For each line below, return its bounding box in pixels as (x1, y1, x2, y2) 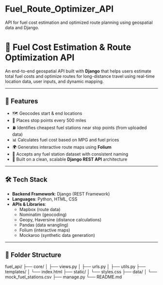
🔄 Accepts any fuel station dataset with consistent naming (12, 151, 129, 157)
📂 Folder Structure (5, 250, 62, 259)
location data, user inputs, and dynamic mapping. (5, 78, 104, 84)
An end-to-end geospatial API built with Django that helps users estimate (5, 68, 151, 74)
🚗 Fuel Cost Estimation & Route (5, 42, 131, 53)
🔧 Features (5, 97, 38, 106)
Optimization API (5, 52, 75, 63)
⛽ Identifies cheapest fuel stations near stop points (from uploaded (12, 125, 147, 130)
